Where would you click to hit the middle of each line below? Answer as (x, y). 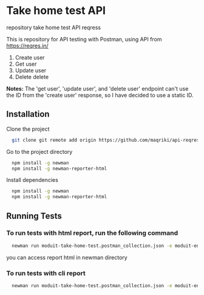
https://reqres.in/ (27, 46)
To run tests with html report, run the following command (92, 233)
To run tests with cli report (46, 273)
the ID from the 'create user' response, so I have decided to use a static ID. (100, 95)
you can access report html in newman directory (67, 257)
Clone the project (28, 129)
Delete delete (32, 77)
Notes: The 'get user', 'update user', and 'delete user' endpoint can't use (97, 88)
